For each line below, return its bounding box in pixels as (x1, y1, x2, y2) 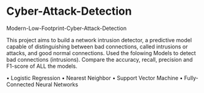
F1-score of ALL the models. (6, 62, 78, 70)
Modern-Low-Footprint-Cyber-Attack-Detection (6, 24, 127, 32)
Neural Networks (35, 81, 78, 88)
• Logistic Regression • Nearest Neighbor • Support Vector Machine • (6, 74, 183, 81)
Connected (6, 81, 35, 88)
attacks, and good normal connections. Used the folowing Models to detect (6, 49, 197, 56)
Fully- (184, 74, 199, 81)
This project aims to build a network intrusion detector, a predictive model (6, 36, 192, 43)
